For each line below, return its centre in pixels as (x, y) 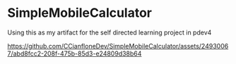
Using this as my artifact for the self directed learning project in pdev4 (110, 32)
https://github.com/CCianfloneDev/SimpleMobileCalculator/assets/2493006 (118, 46)
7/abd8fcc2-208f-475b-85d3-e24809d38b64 (75, 53)
